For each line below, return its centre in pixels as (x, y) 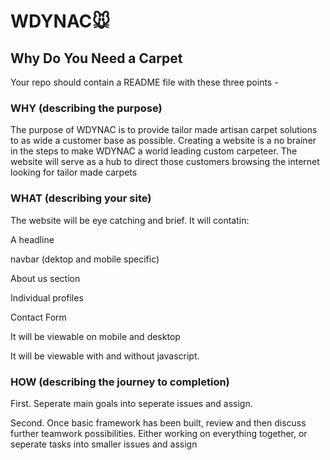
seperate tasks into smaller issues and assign (104, 444)
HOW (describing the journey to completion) (120, 382)
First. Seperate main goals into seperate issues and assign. (131, 403)
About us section (45, 278)
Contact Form (38, 317)
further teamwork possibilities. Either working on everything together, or (159, 433)
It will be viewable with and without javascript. (105, 356)
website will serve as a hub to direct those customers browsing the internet (165, 162)
